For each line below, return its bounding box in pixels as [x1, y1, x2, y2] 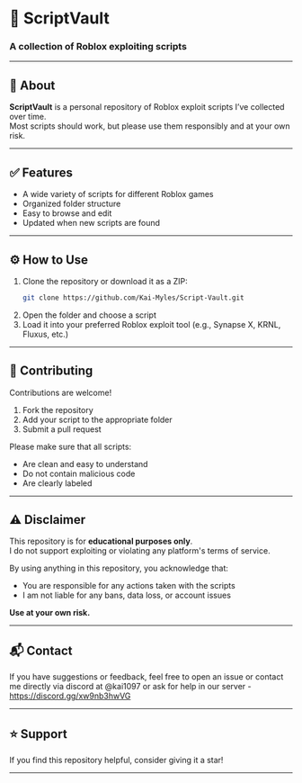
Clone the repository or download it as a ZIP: [22, 275, 188, 286]
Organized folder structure [22, 198, 121, 210]
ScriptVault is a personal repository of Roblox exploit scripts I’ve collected [9, 102, 285, 112]
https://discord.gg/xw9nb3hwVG [9, 690, 131, 701]
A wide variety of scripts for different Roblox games [22, 189, 214, 200]
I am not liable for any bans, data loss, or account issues [22, 589, 232, 601]
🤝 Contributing [9, 364, 93, 379]
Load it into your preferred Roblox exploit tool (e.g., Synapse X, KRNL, [22, 319, 281, 329]
